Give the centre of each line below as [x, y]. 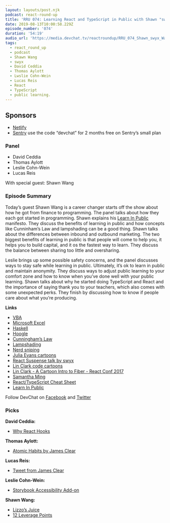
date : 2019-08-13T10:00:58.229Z [39, 24]
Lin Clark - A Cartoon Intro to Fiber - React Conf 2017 [68, 371]
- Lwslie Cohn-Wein [30, 76]
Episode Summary [28, 196]
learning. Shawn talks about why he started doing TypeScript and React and [84, 281]
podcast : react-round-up [31, 15]
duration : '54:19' [25, 33]
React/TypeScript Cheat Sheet [44, 382]
